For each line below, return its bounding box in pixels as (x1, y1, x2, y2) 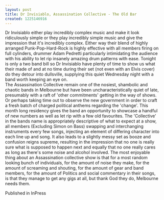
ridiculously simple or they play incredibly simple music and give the (5, 35, 143, 41)
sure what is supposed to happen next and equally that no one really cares (5, 144, 156, 150)
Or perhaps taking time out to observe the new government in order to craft (5, 98, 158, 103)
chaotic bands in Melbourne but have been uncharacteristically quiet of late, (5, 87, 159, 93)
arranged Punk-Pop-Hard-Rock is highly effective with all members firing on (5, 45, 159, 51)
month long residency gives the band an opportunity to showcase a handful (5, 108, 158, 114)
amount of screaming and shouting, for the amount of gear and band (5, 165, 144, 171)
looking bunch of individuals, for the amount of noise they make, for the (5, 160, 149, 166)
